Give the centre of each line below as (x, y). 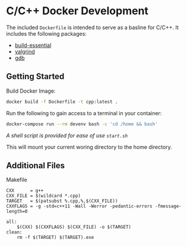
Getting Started (35, 76)
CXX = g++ (25, 191)
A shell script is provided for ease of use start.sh (67, 135)
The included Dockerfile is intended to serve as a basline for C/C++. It (93, 27)
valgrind (25, 51)
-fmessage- (168, 206)
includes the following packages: (47, 33)
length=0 (17, 212)
